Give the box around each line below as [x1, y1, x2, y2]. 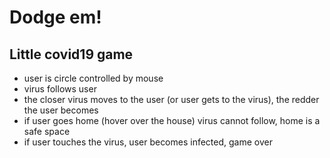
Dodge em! [9, 6, 102, 29]
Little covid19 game [9, 46, 134, 63]
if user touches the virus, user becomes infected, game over [23, 136, 273, 148]
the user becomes [23, 104, 99, 116]
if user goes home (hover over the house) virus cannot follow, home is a [23, 115, 321, 126]
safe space [23, 126, 71, 137]
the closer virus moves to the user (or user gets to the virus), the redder [23, 94, 320, 105]
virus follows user [23, 83, 97, 95]
